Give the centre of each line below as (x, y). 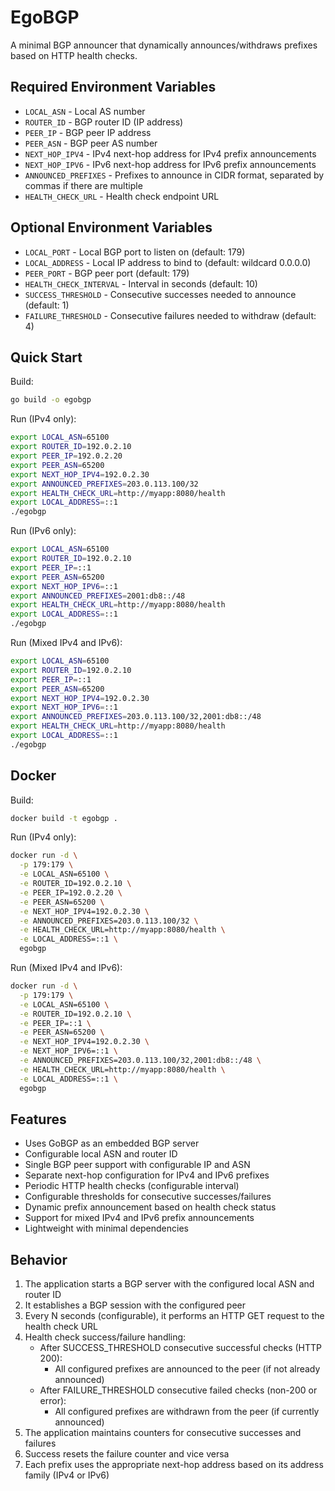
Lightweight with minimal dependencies (106, 1228)
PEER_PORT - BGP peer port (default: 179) (107, 273)
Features (38, 1119)
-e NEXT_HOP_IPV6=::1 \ (68, 1051)
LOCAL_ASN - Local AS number (85, 111)
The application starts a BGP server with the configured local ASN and (169, 1284)
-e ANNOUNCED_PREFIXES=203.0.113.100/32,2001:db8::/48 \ (140, 1061)
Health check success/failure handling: (105, 1337)
